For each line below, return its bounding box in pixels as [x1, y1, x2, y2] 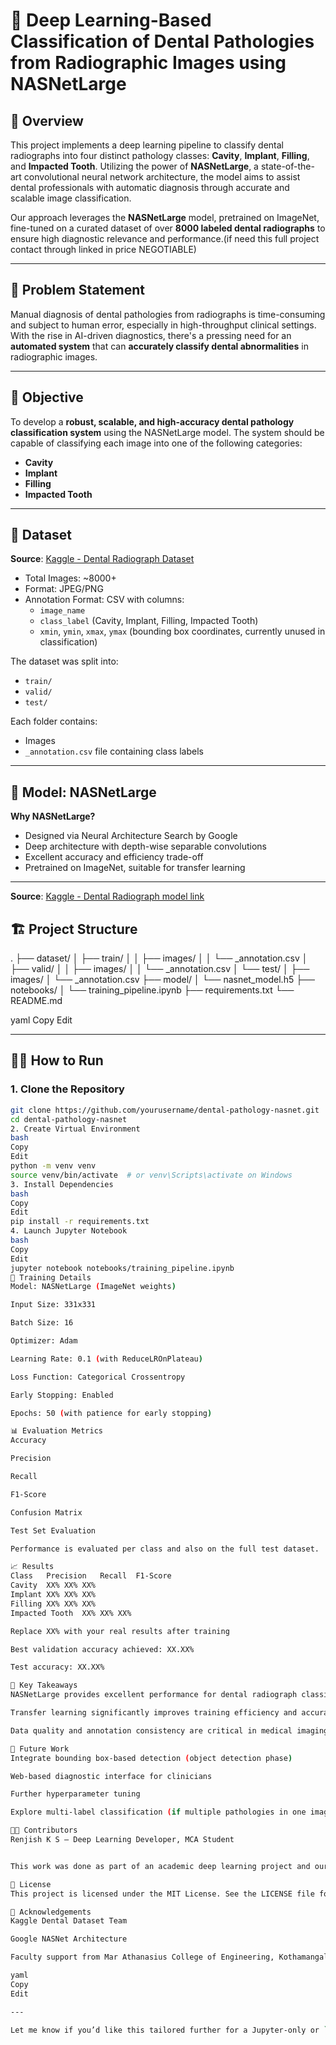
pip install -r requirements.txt [10, 1217, 150, 1227]
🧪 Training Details [10, 1272, 92, 1283]
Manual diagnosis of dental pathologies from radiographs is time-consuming [10, 308, 326, 320]
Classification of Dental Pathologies [10, 30, 315, 53]
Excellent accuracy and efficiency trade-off [24, 851, 204, 863]
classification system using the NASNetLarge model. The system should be [10, 426, 325, 438]
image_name [39, 606, 86, 616]
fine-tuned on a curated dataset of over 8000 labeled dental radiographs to [10, 222, 326, 234]
